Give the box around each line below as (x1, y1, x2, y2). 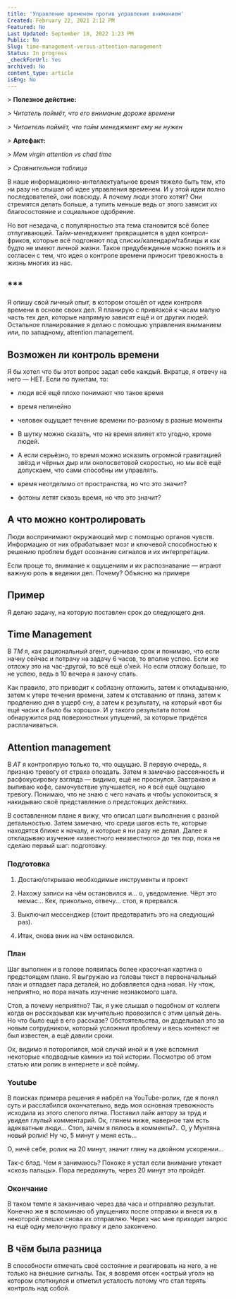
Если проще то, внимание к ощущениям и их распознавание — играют (7, 561, 222, 570)
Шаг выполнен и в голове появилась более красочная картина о (7, 965, 203, 973)
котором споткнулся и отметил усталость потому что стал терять (7, 1276, 206, 1285)
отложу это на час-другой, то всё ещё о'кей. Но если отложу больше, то (7, 662, 227, 671)
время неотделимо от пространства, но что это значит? (17, 480, 187, 488)
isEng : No (7, 76, 37, 83)
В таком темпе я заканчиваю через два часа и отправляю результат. (7, 1199, 216, 1209)
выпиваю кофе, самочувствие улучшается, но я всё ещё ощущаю (7, 782, 206, 792)
